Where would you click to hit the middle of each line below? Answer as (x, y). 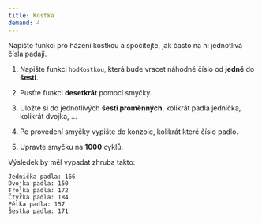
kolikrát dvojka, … (48, 116)
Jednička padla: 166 (42, 177)
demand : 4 (24, 23)
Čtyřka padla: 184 (38, 197)
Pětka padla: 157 (37, 204)
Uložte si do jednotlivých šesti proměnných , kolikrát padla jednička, (130, 108)
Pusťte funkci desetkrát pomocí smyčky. (86, 92)
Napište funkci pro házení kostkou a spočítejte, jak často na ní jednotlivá (125, 45)
